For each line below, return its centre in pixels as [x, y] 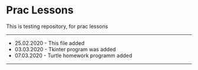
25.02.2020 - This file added [49, 43]
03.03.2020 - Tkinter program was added [65, 49]
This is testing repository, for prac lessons [57, 26]
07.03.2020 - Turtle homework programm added [73, 55]
